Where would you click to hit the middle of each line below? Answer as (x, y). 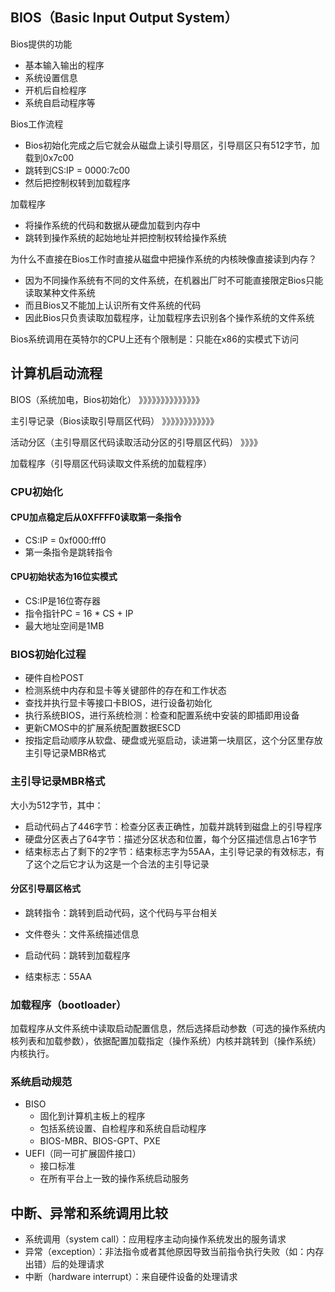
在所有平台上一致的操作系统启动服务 (114, 1179)
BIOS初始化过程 (48, 654)
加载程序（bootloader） (68, 1005)
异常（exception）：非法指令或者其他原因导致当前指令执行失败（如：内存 (174, 1252)
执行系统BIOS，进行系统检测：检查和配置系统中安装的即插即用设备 (162, 715)
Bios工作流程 (37, 124)
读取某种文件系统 (60, 292)
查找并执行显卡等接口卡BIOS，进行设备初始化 (118, 703)
